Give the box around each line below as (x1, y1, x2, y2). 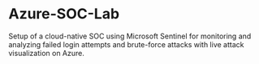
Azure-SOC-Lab (8, 5, 120, 23)
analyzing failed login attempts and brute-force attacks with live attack (8, 39, 244, 49)
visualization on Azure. (8, 48, 85, 58)
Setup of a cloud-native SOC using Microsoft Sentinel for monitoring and (8, 31, 252, 41)
